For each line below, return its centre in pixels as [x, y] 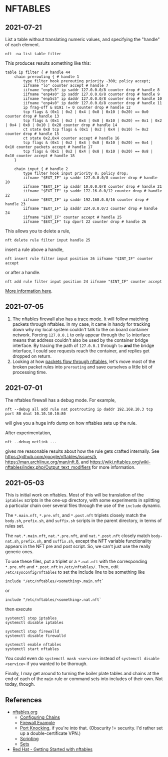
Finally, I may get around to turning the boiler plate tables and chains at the [82, 674]
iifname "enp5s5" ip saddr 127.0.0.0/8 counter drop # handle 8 [91, 90]
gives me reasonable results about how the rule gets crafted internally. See [82, 451]
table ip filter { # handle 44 [38, 72]
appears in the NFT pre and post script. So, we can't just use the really [78, 546]
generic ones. [19, 552]
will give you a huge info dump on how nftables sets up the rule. [71, 423]
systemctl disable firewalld [35, 636]
